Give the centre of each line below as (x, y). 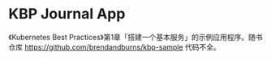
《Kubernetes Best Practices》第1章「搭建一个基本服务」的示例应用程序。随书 (136, 37)
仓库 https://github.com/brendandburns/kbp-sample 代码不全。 (115, 47)
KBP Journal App (67, 14)
